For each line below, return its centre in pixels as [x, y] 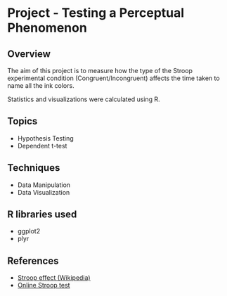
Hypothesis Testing [45, 138]
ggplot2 [29, 231]
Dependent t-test [42, 146]
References [33, 260]
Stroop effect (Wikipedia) [54, 278]
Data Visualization [44, 192]
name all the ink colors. [41, 85]
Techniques [34, 168]
